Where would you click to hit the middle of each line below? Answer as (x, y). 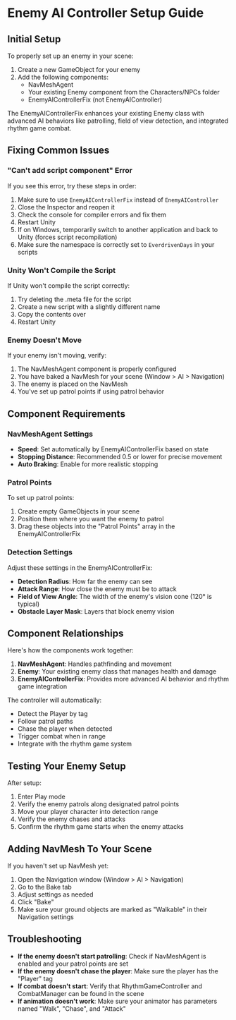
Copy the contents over (51, 314)
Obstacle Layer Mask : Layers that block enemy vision (96, 611)
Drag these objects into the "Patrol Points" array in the (96, 526)
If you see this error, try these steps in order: (72, 186)
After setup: (25, 783)
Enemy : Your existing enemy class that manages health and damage (117, 672)
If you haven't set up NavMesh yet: (58, 866)
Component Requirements (66, 414)
